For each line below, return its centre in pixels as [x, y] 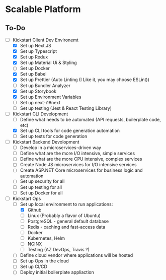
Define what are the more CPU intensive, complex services [81, 159]
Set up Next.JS [35, 46]
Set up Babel [33, 74]
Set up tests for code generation [54, 136]
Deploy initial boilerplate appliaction [57, 272]
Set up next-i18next [40, 102]
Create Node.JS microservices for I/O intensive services [78, 165]
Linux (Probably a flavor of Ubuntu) [64, 216]
